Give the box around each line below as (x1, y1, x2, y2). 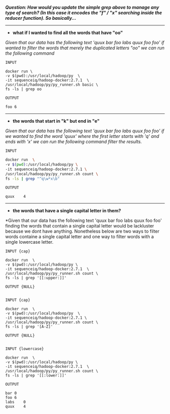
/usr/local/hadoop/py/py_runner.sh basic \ (5, 82, 99, 87)
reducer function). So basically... (5, 15, 77, 21)
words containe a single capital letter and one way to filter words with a (5, 234, 154, 240)
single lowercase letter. (5, 239, 54, 245)
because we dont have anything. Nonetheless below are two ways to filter (5, 228, 160, 235)
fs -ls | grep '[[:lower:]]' (5, 373, 67, 378)
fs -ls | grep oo (5, 87, 42, 92)
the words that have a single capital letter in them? (12, 208, 121, 214)
